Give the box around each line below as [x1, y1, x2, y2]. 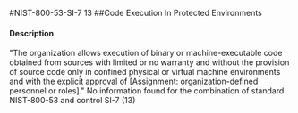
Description [9, 28, 55, 38]
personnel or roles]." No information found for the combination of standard [9, 85, 285, 96]
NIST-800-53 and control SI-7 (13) [9, 95, 136, 106]
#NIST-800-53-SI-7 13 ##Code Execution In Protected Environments [9, 8, 262, 18]
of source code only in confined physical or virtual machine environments [9, 67, 281, 77]
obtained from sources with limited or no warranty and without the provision [9, 57, 290, 68]
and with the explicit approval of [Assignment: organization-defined [9, 76, 259, 87]
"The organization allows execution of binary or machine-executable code [9, 48, 283, 59]
